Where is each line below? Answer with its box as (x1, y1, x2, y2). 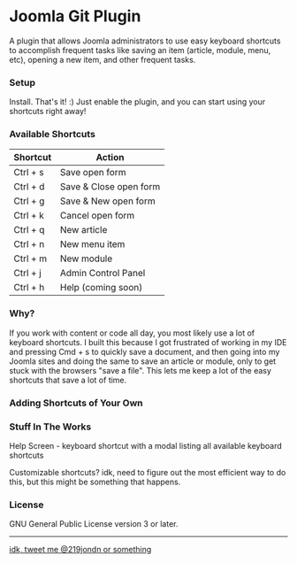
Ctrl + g (13, 195, 45, 207)
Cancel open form (60, 209, 135, 221)
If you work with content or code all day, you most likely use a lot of (9, 328, 255, 338)
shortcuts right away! (9, 106, 87, 117)
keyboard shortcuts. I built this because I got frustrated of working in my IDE (9, 336, 287, 347)
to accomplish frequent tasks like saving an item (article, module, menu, (9, 44, 271, 55)
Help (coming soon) (60, 281, 143, 293)
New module (60, 252, 113, 265)
